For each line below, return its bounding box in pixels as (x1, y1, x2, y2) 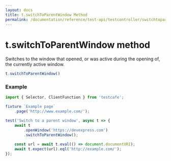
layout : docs (5, 7, 33, 13)
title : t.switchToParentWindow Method (5, 12, 88, 17)
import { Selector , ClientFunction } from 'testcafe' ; (5, 95, 124, 100)
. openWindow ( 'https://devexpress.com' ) (23, 127, 108, 133)
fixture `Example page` (5, 104, 56, 109)
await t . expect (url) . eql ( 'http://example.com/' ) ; (14, 147, 122, 152)
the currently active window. (5, 61, 65, 67)
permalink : (5, 17, 28, 22)
